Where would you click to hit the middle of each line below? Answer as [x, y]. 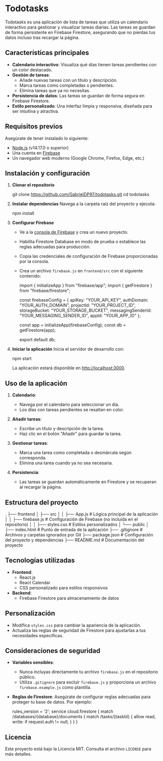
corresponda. [33, 458]
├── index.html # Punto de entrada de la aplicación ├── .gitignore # [74, 530]
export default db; [37, 340]
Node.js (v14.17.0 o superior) [40, 148]
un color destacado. [32, 70]
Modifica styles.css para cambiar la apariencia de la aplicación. [76, 625]
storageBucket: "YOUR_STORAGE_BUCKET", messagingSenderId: [85, 310]
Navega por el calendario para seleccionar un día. [69, 404]
